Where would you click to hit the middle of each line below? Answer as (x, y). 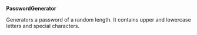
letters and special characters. (43, 26)
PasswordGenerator (31, 8)
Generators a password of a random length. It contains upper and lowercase (98, 20)
